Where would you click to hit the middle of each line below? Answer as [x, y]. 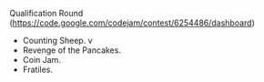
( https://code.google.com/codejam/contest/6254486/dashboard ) [132, 23]
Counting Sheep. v [57, 41]
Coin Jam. [42, 60]
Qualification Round [46, 13]
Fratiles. [37, 69]
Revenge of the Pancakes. [71, 50]
